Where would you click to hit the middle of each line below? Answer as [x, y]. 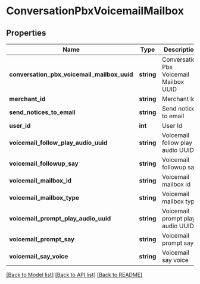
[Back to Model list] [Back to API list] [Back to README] [74, 275]
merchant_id [27, 99]
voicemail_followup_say [44, 163]
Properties [26, 33]
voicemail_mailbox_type [44, 198]
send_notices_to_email [42, 112]
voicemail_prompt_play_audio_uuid [60, 218]
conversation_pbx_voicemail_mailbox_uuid [71, 74]
